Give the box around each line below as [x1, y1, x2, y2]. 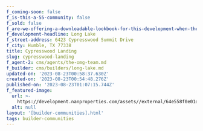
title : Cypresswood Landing [6, 48, 77, 54]
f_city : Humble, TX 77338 [6, 43, 71, 49]
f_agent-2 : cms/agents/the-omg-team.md [6, 59, 107, 65]
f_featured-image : [6, 88, 53, 94]
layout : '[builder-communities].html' [6, 110, 104, 116]
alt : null [11, 104, 36, 110]
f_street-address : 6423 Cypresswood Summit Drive [6, 37, 134, 43]
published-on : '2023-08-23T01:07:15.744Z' [6, 82, 115, 88]
